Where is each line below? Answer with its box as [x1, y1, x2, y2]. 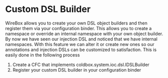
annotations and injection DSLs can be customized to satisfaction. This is [5, 46, 157, 52]
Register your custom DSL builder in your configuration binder [12, 66, 141, 73]
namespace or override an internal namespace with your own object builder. [5, 30, 163, 36]
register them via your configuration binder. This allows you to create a [5, 25, 152, 31]
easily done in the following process [5, 51, 80, 58]
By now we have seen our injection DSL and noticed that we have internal [5, 36, 157, 42]
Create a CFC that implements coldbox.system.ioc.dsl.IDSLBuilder [12, 61, 150, 67]
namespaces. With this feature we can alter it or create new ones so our [5, 41, 154, 47]
